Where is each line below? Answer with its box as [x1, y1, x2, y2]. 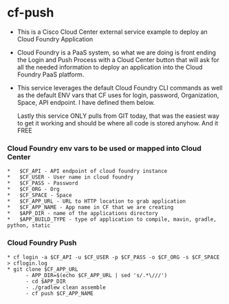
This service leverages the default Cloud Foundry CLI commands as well [17, 83, 223, 92]
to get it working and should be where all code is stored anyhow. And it [17, 119, 219, 127]
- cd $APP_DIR [25, 278, 67, 285]
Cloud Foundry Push [7, 238, 77, 247]
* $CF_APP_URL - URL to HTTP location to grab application [7, 198, 186, 205]
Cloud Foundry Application [17, 34, 94, 43]
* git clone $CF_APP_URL [7, 265, 78, 273]
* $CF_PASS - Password [7, 180, 78, 187]
